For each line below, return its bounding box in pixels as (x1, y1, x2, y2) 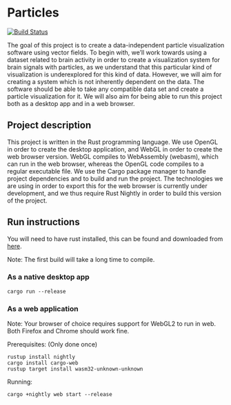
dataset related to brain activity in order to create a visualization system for (7, 55, 221, 63)
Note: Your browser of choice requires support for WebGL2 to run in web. (7, 320, 216, 328)
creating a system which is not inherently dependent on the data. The (7, 77, 205, 85)
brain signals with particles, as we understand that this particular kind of (7, 63, 212, 71)
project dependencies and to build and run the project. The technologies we (7, 174, 223, 183)
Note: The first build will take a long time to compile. (7, 255, 155, 263)
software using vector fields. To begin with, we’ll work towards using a (7, 48, 207, 56)
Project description (7, 119, 92, 132)
